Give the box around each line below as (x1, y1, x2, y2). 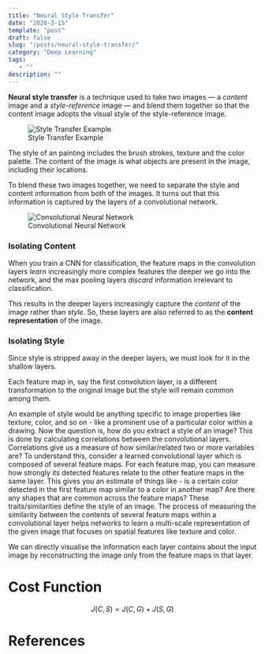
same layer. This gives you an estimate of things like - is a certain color (8, 476, 239, 486)
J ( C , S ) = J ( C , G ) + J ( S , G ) (91, 604, 174, 614)
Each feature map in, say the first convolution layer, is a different (8, 377, 218, 387)
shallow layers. (8, 361, 57, 372)
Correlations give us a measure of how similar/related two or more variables (8, 443, 255, 452)
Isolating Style (8, 335, 65, 346)
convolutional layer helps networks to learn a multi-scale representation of (8, 519, 250, 528)
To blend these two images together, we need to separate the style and (8, 180, 240, 190)
